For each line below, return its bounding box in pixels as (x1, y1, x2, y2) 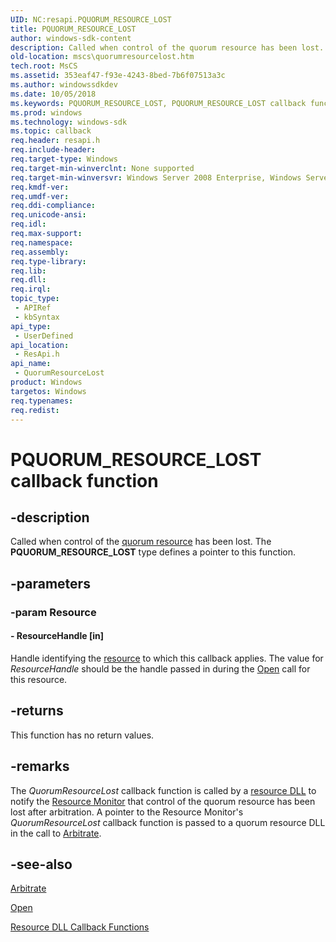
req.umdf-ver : (10, 191, 70, 201)
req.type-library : (10, 256, 87, 266)
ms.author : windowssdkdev (10, 80, 118, 90)
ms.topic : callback (10, 126, 92, 136)
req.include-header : (10, 145, 97, 155)
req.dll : (10, 275, 47, 285)
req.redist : (10, 405, 60, 415)
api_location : (10, 340, 70, 350)
